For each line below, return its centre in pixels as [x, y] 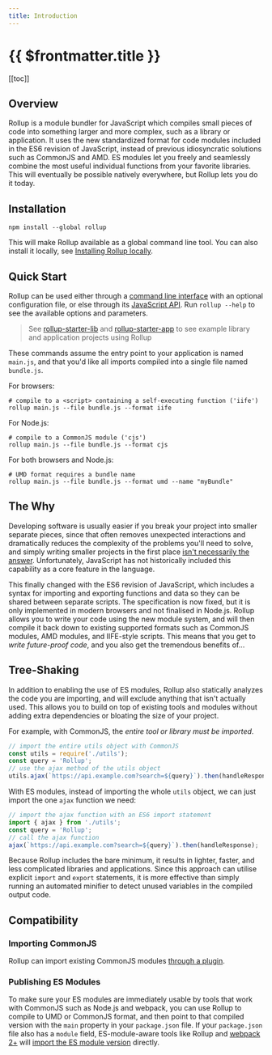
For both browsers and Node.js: [61, 460]
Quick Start [38, 276]
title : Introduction [43, 16]
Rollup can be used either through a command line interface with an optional [136, 296]
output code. [30, 895]
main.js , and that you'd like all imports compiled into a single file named [128, 362]
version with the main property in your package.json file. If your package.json [136, 1025]
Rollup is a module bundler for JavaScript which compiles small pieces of [130, 123]
